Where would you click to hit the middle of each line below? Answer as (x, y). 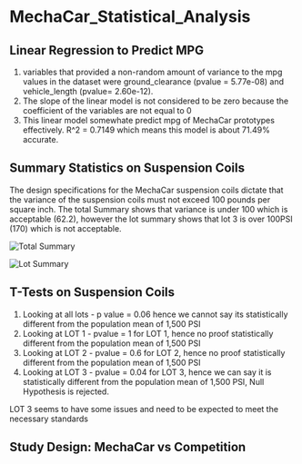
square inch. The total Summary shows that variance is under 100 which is (149, 209)
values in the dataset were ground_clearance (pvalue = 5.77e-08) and (153, 82)
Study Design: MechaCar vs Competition (128, 447)
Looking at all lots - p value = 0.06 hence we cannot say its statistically (155, 314)
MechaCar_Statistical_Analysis (130, 17)
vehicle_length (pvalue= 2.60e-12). (88, 91)
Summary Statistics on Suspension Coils (127, 168)
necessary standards (49, 419)
